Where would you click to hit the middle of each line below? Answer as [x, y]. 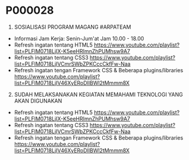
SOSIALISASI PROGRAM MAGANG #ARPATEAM [73, 27]
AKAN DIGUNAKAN [38, 101]
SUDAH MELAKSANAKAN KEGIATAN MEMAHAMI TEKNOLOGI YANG [98, 94]
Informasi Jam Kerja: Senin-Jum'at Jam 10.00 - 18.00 [79, 38]
